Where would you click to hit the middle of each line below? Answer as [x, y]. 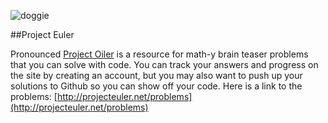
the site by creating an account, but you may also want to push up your [156, 75]
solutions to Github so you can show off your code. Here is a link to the [156, 86]
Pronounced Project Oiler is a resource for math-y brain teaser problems [159, 54]
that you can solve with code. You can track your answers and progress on [164, 64]
